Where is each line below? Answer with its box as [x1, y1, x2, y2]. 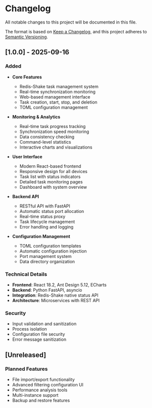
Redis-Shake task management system [19, 83, 99, 89]
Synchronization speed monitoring [19, 128, 89, 134]
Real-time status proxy [19, 213, 66, 219]
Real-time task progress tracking [19, 123, 86, 129]
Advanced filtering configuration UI [12, 382, 84, 387]
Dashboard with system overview [19, 184, 87, 190]
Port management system [19, 253, 72, 259]
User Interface [12, 153, 43, 159]
